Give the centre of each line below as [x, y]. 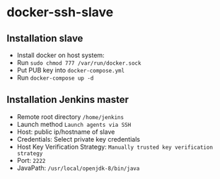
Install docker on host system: [60, 55]
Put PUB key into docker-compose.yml [71, 70]
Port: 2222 [31, 160]
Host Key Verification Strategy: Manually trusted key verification [115, 147]
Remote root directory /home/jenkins [70, 116]
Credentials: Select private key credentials [79, 139]
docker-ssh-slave [60, 12]
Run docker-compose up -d [55, 78]
